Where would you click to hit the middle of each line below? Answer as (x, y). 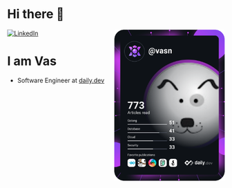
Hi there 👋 (36, 14)
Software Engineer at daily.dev (61, 80)
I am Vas (32, 61)
